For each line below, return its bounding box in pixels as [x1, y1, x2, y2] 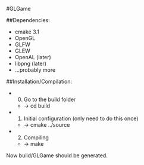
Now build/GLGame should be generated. [6, 152, 108, 159]
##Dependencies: [6, 17, 50, 23]
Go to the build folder [23, 96, 76, 103]
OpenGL [14, 35, 36, 41]
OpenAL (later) [14, 54, 52, 60]
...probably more [14, 66, 56, 74]
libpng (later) [14, 60, 46, 67]
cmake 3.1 [14, 28, 40, 35]
